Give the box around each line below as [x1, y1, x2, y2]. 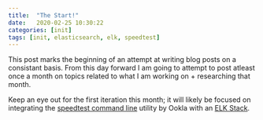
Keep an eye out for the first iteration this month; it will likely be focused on [8, 95, 251, 104]
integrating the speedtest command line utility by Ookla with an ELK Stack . [8, 104, 250, 113]
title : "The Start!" [8, 11, 80, 20]
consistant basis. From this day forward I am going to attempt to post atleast [8, 64, 256, 73]
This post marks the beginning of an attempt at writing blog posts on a [8, 55, 236, 64]
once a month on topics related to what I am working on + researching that [8, 71, 250, 81]
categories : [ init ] [8, 26, 72, 34]
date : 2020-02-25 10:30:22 [8, 19, 104, 27]
